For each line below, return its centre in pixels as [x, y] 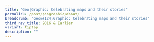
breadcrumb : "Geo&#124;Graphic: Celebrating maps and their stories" [77, 18]
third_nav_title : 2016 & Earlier [39, 23]
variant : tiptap [22, 28]
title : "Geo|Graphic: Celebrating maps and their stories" [66, 9]
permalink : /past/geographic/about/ [42, 14]
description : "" [22, 32]
